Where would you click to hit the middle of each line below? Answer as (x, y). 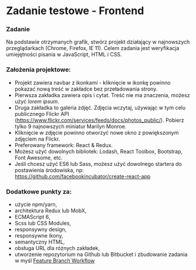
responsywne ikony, (39, 236)
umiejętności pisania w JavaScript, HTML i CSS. (64, 55)
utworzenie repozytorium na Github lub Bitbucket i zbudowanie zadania (101, 255)
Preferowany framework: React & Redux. (64, 145)
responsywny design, (40, 229)
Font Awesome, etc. (38, 158)
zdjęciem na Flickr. (37, 139)
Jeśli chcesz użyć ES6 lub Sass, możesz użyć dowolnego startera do (98, 164)
